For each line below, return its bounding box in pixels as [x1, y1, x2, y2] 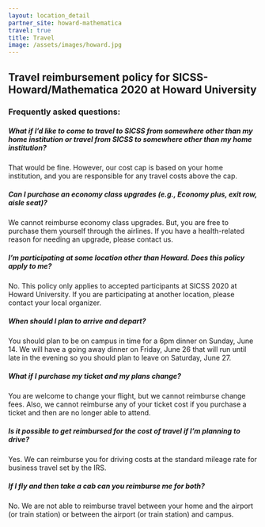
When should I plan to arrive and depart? [8, 316, 146, 326]
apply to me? [8, 261, 52, 270]
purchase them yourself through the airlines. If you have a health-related [8, 227, 245, 236]
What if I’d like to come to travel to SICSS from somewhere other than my [8, 126, 253, 136]
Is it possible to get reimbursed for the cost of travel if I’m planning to [8, 426, 241, 436]
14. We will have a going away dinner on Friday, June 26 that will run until [8, 345, 247, 354]
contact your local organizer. [8, 298, 101, 307]
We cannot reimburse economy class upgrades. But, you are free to [8, 218, 229, 227]
